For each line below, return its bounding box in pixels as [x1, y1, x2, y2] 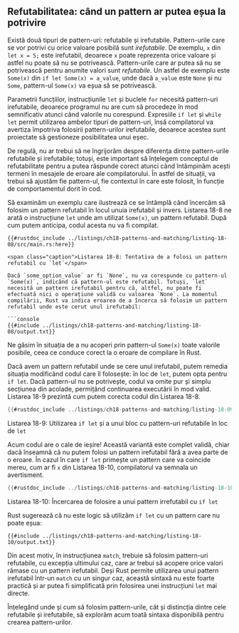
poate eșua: [7, 518, 43, 527]
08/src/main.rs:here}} [7, 241, 75, 248]
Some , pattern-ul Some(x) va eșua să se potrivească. [7, 81, 157, 90]
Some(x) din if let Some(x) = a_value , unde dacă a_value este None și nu [7, 73, 222, 82]
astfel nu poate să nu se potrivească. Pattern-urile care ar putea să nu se [7, 58, 221, 67]
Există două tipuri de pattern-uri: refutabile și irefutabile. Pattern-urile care [7, 36, 225, 44]
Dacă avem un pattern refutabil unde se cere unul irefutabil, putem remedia [7, 362, 228, 370]
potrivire [7, 17, 46, 29]
